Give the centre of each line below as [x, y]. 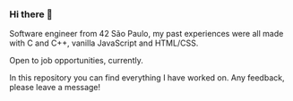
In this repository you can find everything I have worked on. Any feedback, [147, 78]
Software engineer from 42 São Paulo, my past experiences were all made [146, 34]
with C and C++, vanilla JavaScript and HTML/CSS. [104, 43]
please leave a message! [55, 88]
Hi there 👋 [31, 14]
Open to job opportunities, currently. [76, 61]
